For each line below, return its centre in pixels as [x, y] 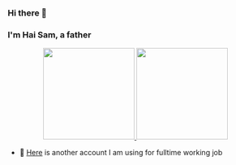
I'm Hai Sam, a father [49, 34]
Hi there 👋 [28, 13]
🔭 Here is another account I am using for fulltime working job [121, 153]
